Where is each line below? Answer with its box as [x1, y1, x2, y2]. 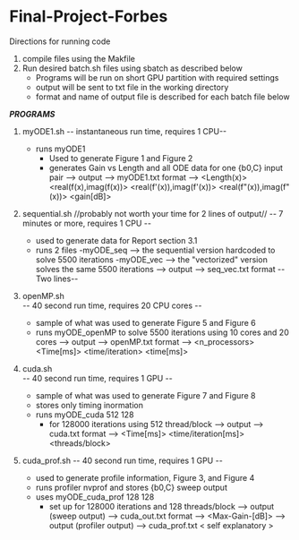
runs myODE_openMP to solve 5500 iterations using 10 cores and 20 [35, 327, 289, 338]
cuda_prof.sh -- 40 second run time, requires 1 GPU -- [21, 455, 224, 466]
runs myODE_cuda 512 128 [35, 409, 134, 420]
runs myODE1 [35, 143, 86, 154]
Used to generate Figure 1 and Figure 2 [48, 152, 193, 163]
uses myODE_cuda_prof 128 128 [35, 491, 155, 502]
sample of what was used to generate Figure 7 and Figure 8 [35, 390, 256, 400]
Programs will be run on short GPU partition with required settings [35, 72, 279, 82]
